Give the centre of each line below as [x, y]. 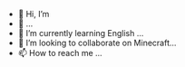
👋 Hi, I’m [34, 14]
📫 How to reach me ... [60, 53]
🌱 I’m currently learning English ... [81, 33]
